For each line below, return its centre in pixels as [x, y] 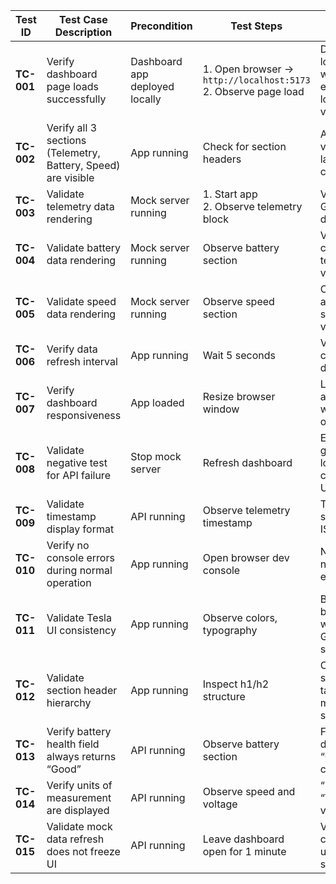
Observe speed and [249, 791]
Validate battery [84, 247]
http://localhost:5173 [256, 80]
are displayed [78, 810]
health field [73, 744]
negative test [77, 462]
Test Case [83, 19]
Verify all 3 [72, 127]
